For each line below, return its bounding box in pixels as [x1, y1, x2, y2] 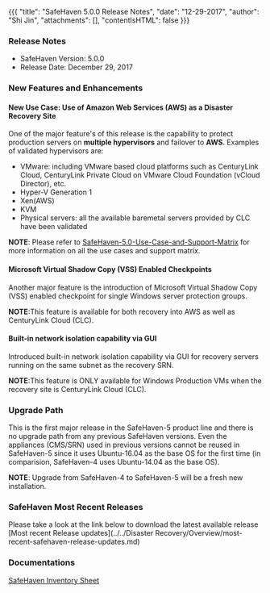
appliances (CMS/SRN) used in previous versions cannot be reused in [8, 440, 240, 450]
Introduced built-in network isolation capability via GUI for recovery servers [8, 351, 260, 361]
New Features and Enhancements [8, 82, 143, 94]
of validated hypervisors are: [8, 146, 104, 156]
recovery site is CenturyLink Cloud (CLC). [8, 384, 147, 394]
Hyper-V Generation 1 [19, 187, 93, 197]
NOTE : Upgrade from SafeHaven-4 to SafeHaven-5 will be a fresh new [8, 473, 243, 482]
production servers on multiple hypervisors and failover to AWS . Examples [8, 137, 260, 148]
